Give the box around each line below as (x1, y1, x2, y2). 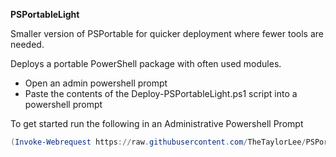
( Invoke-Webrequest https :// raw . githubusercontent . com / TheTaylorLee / (10, 137, 307, 147)
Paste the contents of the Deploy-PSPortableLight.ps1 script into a (24, 88, 298, 99)
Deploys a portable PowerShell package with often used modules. (10, 58, 282, 69)
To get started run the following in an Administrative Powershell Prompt (10, 118, 304, 129)
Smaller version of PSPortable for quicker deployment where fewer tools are (10, 28, 324, 39)
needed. (10, 39, 45, 50)
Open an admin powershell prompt (24, 77, 168, 89)
